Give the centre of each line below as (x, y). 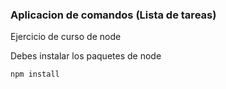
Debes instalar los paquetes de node (86, 56)
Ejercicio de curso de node (66, 37)
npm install (35, 74)
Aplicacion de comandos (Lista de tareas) (113, 15)
